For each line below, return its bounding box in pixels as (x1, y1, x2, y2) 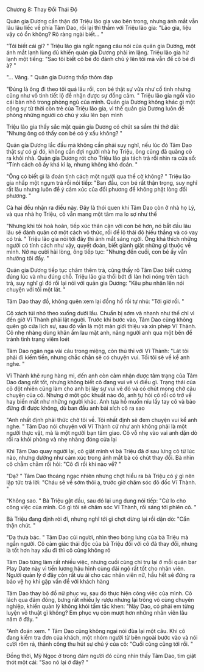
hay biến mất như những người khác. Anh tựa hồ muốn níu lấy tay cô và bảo (6, 398, 196, 405)
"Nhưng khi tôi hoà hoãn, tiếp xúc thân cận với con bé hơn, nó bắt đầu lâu (6, 223, 191, 229)
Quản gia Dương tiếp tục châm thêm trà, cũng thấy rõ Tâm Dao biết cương (6, 266, 192, 274)
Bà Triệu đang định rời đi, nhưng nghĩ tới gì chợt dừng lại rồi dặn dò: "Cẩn (6, 515, 190, 523)
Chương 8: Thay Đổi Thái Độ (6, 6, 78, 13)
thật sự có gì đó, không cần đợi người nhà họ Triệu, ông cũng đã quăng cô (6, 148, 192, 155)
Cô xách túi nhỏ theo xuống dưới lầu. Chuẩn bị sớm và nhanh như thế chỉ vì (6, 310, 195, 316)
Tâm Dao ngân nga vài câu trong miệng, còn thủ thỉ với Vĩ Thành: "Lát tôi (6, 348, 189, 354)
